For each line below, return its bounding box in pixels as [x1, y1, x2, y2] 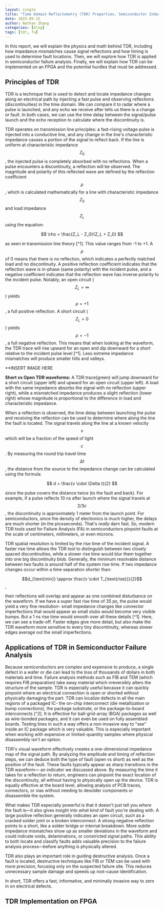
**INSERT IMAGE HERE [5, 365, 53, 371]
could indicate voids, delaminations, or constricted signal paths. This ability [5, 833, 156, 839]
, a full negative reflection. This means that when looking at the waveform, [5, 340, 154, 346]
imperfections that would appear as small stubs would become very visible [5, 608, 156, 614]
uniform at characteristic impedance [5, 142, 78, 148]
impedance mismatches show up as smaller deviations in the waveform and [5, 828, 157, 834]
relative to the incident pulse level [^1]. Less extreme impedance [5, 350, 134, 356]
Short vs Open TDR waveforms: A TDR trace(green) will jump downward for [5, 374, 159, 380]
